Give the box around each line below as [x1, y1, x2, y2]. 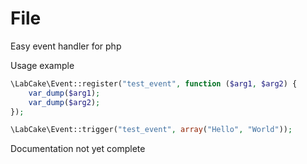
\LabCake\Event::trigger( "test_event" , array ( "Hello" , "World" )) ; [10, 125, 293, 135]
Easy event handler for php [10, 40, 122, 52]
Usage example [10, 59, 75, 71]
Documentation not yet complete [10, 143, 146, 155]
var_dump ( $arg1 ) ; [28, 88, 101, 98]
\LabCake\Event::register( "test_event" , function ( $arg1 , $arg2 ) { [10, 78, 298, 89]
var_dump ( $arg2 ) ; [28, 97, 101, 107]
